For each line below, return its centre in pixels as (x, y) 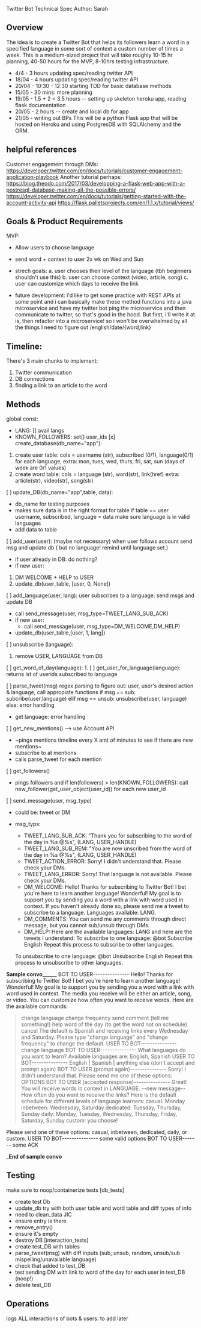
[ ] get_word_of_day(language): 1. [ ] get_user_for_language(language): (94, 668)
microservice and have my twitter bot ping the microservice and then (100, 308)
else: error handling (30, 705)
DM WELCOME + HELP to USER (54, 577)
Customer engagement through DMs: (52, 164)
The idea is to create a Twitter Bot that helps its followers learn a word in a (98, 42)
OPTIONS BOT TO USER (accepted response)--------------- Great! (104, 1082)
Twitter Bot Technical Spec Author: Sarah (57, 9)
